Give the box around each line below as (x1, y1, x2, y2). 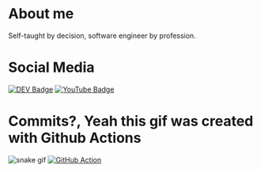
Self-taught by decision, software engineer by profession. (8, 31, 196, 40)
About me (8, 5, 74, 23)
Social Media (8, 58, 95, 77)
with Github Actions (8, 129, 142, 147)
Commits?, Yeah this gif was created (8, 112, 254, 130)
